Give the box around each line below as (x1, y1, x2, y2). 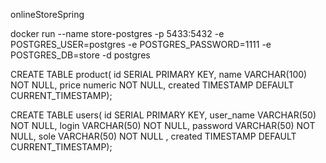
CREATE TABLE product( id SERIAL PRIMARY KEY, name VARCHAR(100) (10, 69, 308, 80)
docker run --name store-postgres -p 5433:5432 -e (10, 28, 225, 39)
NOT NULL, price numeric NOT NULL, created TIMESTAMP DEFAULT (10, 79, 295, 91)
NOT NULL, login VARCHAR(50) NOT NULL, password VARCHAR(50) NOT (10, 120, 316, 131)
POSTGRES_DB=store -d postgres (10, 49, 151, 61)
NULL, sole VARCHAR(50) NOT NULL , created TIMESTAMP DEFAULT (10, 130, 297, 142)
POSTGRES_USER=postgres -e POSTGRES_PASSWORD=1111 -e (10, 39, 272, 50)
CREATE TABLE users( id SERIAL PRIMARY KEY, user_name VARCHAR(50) (10, 109, 317, 121)
